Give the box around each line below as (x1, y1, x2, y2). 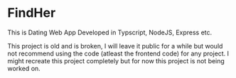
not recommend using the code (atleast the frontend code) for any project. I (7, 49, 230, 58)
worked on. (7, 64, 41, 72)
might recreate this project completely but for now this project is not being (7, 56, 225, 65)
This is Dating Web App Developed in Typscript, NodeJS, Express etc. (7, 28, 213, 37)
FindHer (7, 5, 56, 21)
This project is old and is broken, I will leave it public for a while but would (7, 41, 223, 50)
